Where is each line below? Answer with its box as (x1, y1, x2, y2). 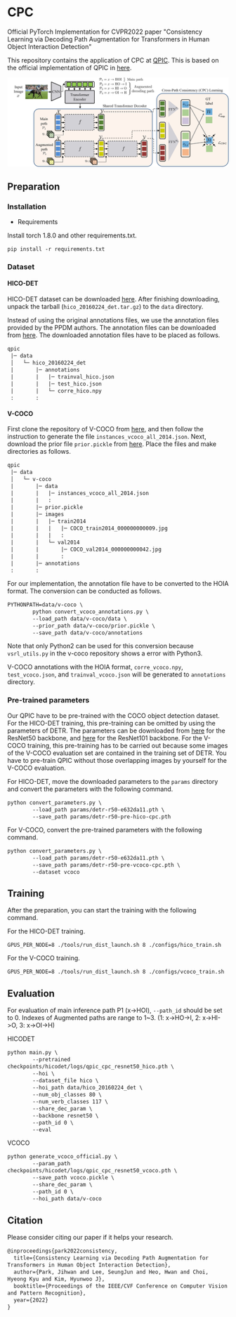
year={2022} (13, 1297, 49, 1304)
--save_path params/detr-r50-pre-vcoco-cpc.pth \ (32, 861, 181, 868)
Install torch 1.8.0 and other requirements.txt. (7, 231, 137, 240)
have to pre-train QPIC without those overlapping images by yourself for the (7, 756, 227, 764)
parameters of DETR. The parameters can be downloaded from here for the (7, 726, 226, 735)
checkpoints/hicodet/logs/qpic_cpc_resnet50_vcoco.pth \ (7, 1167, 178, 1174)
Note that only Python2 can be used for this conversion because (7, 642, 195, 650)
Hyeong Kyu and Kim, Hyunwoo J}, (7, 1276, 105, 1283)
